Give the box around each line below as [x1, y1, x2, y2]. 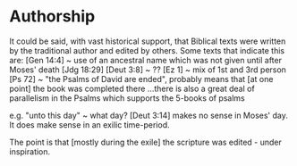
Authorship [9, 6, 96, 27]
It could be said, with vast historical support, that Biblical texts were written [9, 36, 286, 46]
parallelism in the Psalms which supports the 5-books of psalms [9, 92, 246, 104]
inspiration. [9, 145, 51, 157]
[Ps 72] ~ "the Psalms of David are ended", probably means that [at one [9, 73, 274, 84]
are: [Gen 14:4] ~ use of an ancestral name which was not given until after [9, 54, 282, 65]
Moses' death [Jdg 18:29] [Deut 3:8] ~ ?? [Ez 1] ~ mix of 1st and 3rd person [9, 64, 286, 75]
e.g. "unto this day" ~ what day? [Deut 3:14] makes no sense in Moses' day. [9, 110, 288, 120]
